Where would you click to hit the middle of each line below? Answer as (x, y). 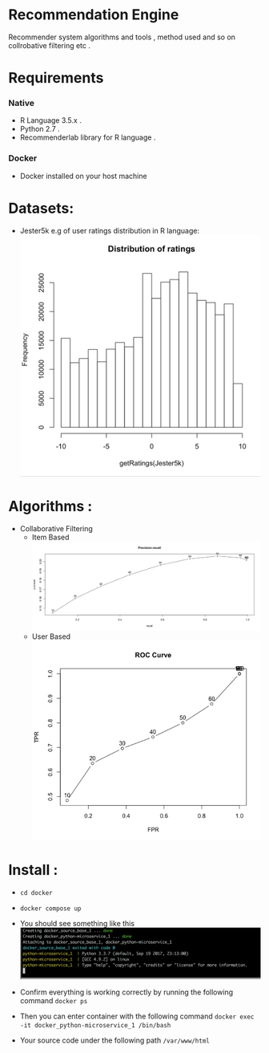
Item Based (50, 537)
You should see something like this (77, 923)
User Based (51, 636)
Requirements (56, 78)
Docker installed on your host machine (83, 176)
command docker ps (54, 1001)
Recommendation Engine (94, 15)
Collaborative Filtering (56, 528)
